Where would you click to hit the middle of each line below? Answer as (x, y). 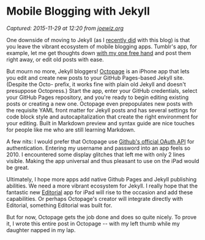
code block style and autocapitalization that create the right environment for (102, 117)
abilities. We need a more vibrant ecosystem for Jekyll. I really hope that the (102, 186)
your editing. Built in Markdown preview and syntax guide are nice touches (100, 123)
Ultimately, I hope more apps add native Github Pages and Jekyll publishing (102, 179)
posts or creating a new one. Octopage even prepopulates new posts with (99, 104)
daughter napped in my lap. (41, 230)
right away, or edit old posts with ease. (55, 59)
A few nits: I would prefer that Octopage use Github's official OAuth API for (100, 141)
